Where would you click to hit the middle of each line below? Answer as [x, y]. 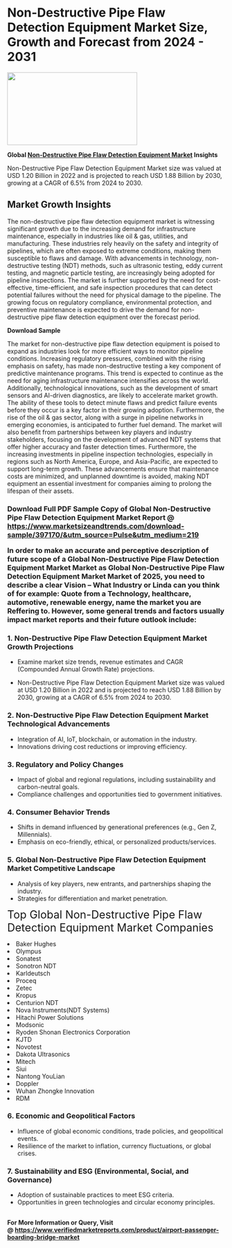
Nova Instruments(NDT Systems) [63, 1010]
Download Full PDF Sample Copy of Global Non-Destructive [109, 509]
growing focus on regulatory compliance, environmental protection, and [110, 302]
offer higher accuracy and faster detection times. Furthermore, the [102, 446]
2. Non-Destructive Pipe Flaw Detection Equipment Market [108, 716]
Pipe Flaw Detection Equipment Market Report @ [91, 517]
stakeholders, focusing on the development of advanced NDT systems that [114, 439]
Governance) [30, 1179]
